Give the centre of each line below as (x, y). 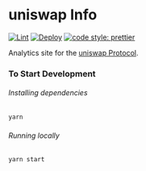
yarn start (27, 160)
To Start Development (52, 73)
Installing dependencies (48, 93)
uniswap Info (53, 15)
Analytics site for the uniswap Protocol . (73, 52)
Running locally (34, 136)
